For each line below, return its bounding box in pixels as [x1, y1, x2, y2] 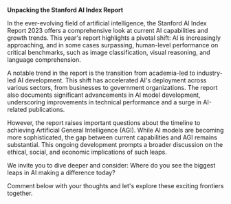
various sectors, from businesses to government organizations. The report [7, 84, 218, 91]
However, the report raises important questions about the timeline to [7, 119, 201, 126]
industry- [197, 69, 223, 77]
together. [7, 189, 33, 197]
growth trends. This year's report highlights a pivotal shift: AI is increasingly [7, 34, 221, 42]
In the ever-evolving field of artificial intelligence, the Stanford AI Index [7, 19, 208, 27]
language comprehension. [7, 56, 81, 64]
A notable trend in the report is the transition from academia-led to [7, 69, 196, 77]
